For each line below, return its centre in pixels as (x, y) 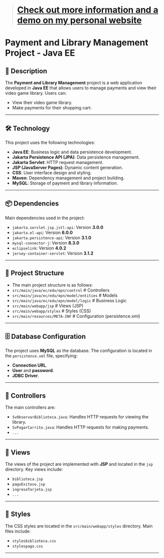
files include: (18, 531)
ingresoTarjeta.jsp (32, 490)
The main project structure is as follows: (52, 285)
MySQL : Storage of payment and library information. (65, 183)
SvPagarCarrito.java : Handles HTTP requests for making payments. (81, 427)
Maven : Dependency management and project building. (68, 178)
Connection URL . (30, 365)
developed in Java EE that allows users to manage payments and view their (81, 88)
